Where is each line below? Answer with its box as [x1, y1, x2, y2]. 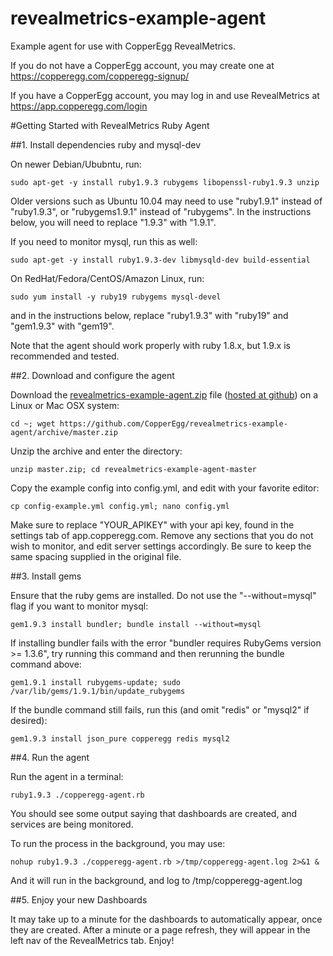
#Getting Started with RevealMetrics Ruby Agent [10, 119, 210, 131]
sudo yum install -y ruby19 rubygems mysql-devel [10, 292, 222, 302]
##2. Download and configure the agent [10, 369, 175, 381]
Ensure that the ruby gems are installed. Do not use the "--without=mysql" [10, 589, 317, 601]
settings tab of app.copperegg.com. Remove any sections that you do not [10, 529, 314, 541]
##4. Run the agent [10, 751, 90, 763]
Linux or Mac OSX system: [10, 399, 120, 411]
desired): [10, 714, 48, 726]
